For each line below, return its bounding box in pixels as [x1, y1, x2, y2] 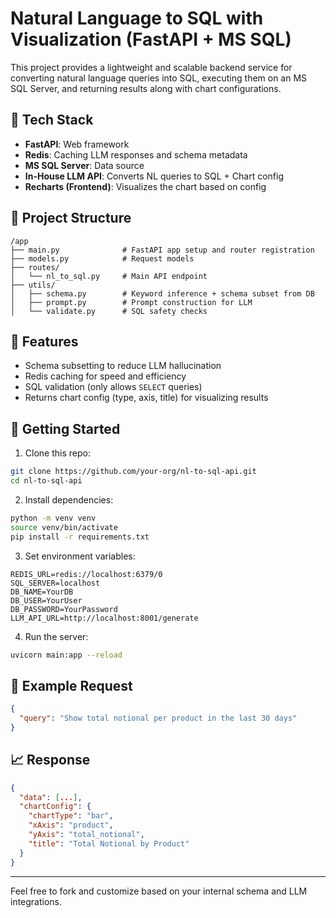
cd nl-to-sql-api [10, 476, 83, 486]
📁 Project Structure [10, 210, 132, 227]
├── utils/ [10, 280, 56, 290]
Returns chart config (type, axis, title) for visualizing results [24, 392, 269, 404]
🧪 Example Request [10, 677, 133, 694]
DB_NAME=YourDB [10, 587, 74, 597]
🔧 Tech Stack [10, 112, 94, 129]
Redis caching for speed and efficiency [24, 370, 187, 382]
